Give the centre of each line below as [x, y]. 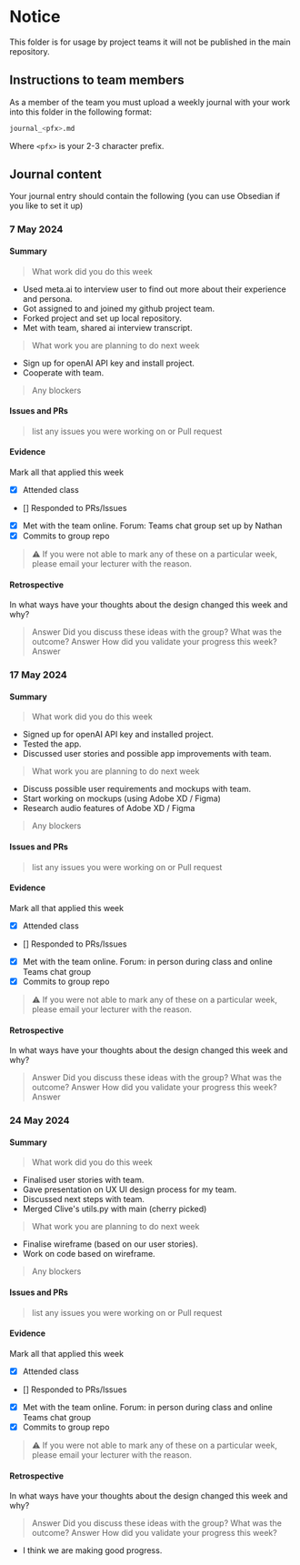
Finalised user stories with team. [83, 1180]
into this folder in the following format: [81, 112]
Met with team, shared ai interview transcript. [107, 327]
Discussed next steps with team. [84, 1199]
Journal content [55, 175]
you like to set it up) [46, 206]
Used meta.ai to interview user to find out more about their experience [154, 289]
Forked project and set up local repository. [102, 318]
